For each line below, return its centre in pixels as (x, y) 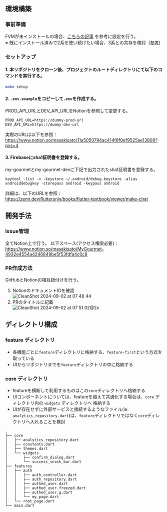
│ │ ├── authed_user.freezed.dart (45, 488)
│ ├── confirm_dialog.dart (40, 457)
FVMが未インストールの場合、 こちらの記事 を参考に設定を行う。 (72, 36)
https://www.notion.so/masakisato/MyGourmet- (54, 248)
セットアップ (21, 56)
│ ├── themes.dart (27, 449)
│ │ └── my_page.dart (32, 497)
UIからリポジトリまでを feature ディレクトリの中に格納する (73, 364)
